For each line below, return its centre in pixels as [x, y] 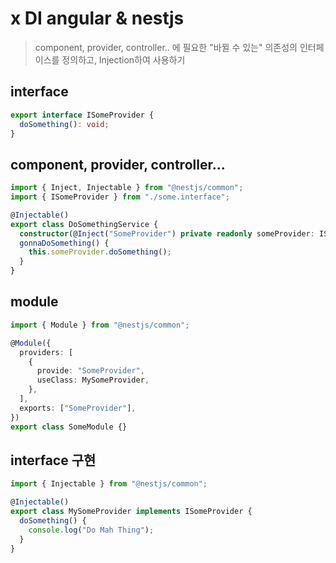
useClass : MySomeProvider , [93, 380]
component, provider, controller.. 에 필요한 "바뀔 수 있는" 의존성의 [166, 47]
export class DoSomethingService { [84, 224]
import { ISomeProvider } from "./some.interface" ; [120, 197]
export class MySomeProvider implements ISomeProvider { [131, 512]
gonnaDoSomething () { [64, 243]
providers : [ [46, 352]
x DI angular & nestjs [97, 18]
